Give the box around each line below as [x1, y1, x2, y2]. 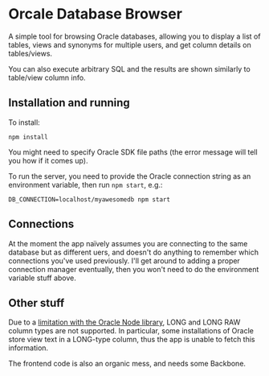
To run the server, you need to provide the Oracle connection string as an [8, 171, 251, 181]
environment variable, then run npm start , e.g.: [8, 180, 163, 189]
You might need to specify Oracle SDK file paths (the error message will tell [8, 147, 259, 157]
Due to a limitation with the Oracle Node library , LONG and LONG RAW [8, 317, 241, 327]
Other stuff [8, 295, 65, 310]
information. [8, 343, 49, 353]
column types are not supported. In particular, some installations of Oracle [8, 326, 255, 336]
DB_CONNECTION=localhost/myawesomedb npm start [8, 195, 171, 204]
